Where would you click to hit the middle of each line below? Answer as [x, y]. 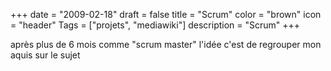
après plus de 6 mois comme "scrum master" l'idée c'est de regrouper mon [166, 44]
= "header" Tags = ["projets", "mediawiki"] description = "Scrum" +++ [155, 25]
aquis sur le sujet [45, 55]
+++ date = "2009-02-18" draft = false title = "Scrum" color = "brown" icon [166, 14]
